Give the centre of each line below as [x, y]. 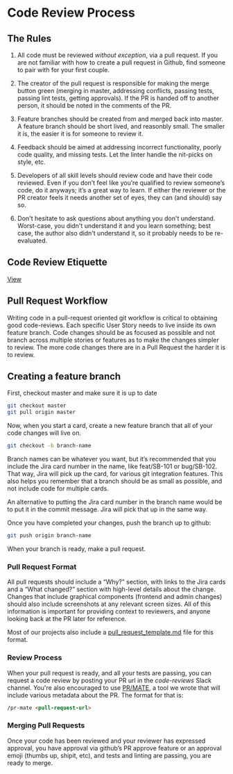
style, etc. [32, 162]
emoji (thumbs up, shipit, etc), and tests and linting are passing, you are [109, 755]
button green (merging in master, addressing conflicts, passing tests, [115, 91]
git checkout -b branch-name [49, 446]
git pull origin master [42, 412]
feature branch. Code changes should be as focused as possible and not [111, 332]
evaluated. [32, 240]
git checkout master [37, 406]
